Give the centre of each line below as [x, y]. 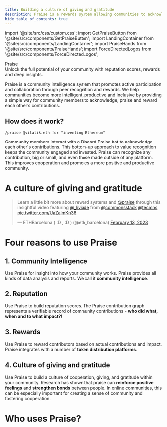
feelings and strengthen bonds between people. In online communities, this [83, 388]
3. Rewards [23, 332]
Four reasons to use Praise [61, 243]
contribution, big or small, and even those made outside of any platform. [79, 158]
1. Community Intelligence [46, 261]
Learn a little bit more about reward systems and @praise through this [89, 202]
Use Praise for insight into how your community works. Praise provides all [81, 273]
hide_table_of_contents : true [37, 19]
